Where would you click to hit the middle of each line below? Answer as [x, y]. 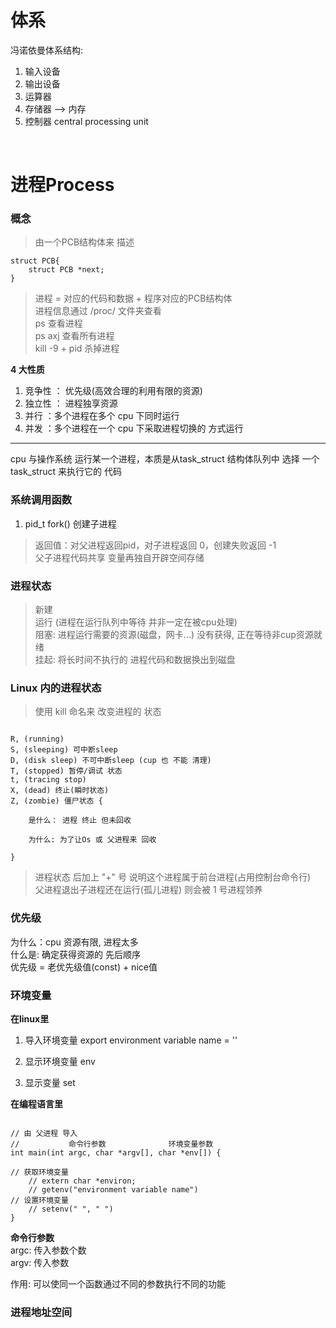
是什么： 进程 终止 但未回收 [80, 821]
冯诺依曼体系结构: [47, 50]
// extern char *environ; [82, 1181]
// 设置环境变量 [39, 1200]
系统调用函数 [41, 500]
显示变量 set [50, 1082]
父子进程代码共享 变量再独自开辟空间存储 [119, 557]
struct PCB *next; [66, 270]
